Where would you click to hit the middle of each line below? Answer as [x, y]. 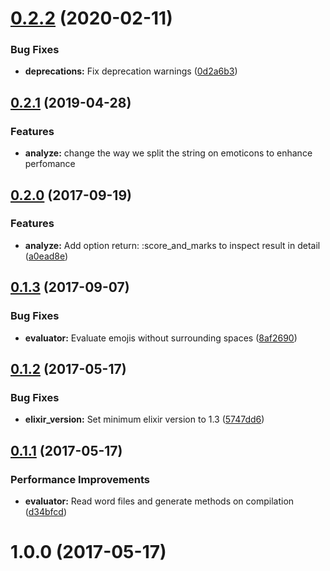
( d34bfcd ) [46, 511]
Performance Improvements [80, 479]
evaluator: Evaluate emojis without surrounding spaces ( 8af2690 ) [161, 338]
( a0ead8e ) [46, 256]
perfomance [50, 164]
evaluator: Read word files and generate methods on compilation [159, 501]
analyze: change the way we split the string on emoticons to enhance [168, 153]
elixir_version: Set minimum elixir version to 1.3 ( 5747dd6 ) [144, 419]
